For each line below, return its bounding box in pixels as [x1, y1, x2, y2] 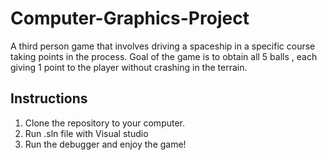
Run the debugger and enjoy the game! [24, 138, 187, 150]
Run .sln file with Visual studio [24, 127, 149, 139]
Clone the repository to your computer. [24, 117, 186, 129]
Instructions [10, 90, 88, 107]
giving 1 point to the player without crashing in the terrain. [10, 61, 248, 73]
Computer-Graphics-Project [10, 7, 250, 30]
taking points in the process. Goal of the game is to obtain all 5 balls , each [10, 50, 318, 62]
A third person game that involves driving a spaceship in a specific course [10, 40, 316, 52]
